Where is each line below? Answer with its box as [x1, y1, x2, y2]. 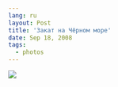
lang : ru [8, 11, 37, 20]
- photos [15, 48, 44, 56]
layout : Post [8, 19, 51, 27]
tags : [8, 41, 26, 49]
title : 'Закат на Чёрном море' [8, 26, 112, 34]
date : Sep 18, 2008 [8, 33, 73, 42]
